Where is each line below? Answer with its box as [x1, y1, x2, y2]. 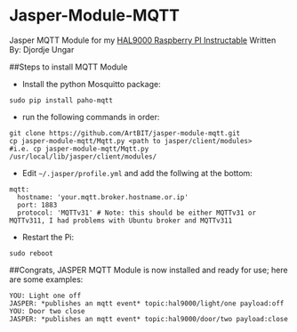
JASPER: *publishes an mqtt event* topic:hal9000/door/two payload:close [9, 314, 289, 323]
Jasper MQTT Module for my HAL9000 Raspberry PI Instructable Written [9, 35, 277, 45]
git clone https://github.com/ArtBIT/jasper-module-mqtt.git [9, 128, 241, 138]
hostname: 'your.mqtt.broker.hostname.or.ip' [17, 192, 189, 201]
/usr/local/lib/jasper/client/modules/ [9, 152, 157, 161]
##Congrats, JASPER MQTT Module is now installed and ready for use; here [9, 264, 288, 275]
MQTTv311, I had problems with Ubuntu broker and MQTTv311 [9, 215, 233, 225]
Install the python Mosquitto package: [21, 78, 162, 89]
